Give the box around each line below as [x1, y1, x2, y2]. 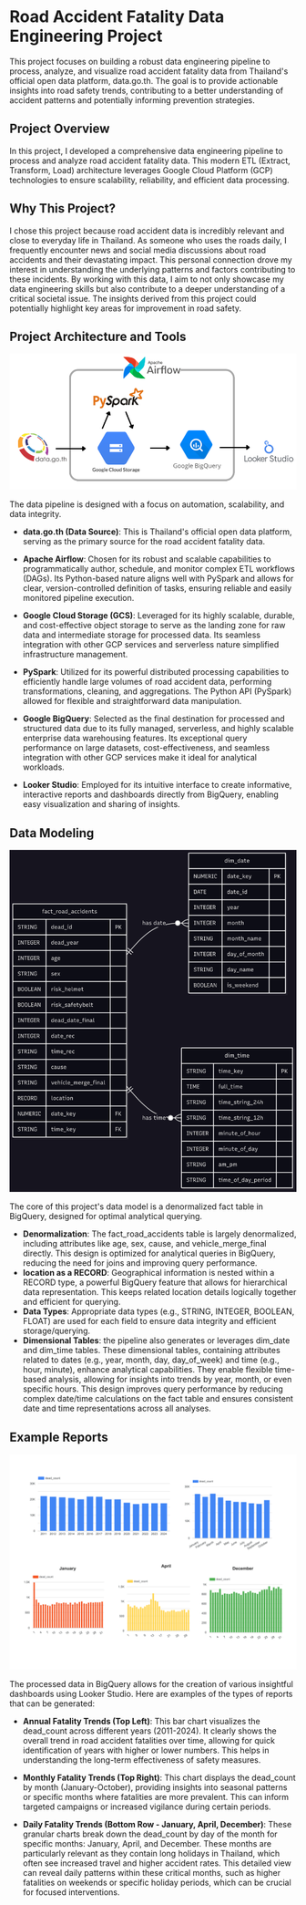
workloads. [22, 761, 66, 772]
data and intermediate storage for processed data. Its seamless [22, 629, 261, 640]
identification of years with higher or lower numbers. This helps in [22, 1745, 270, 1755]
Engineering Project [9, 26, 163, 47]
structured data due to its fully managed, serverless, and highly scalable [22, 723, 294, 734]
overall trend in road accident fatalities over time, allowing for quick [22, 1734, 276, 1745]
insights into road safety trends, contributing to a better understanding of [9, 85, 284, 96]
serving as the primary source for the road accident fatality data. [22, 536, 266, 547]
